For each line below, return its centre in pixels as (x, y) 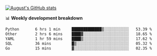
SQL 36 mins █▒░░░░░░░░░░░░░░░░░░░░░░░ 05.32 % (79, 43)
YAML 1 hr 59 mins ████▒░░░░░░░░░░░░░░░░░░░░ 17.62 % (79, 39)
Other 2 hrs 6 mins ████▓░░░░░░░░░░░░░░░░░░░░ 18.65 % (79, 34)
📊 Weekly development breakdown (44, 18)
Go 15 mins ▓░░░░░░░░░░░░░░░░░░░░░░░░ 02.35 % (79, 48)
